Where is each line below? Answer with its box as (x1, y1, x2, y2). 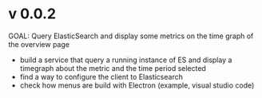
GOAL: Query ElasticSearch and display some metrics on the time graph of (8, 31, 254, 41)
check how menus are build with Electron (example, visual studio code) (19, 80, 255, 90)
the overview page (8, 39, 70, 49)
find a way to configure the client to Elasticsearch (19, 72, 184, 81)
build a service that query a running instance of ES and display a (19, 55, 232, 65)
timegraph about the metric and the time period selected (19, 63, 206, 73)
